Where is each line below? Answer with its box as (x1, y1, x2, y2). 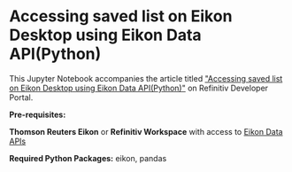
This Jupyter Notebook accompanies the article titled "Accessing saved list (9, 73, 283, 83)
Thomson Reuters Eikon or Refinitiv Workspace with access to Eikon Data (9, 126, 283, 137)
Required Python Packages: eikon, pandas (9, 152, 167, 163)
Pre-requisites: (9, 109, 66, 120)
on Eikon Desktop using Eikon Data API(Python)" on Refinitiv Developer (9, 82, 268, 93)
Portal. (9, 91, 34, 103)
